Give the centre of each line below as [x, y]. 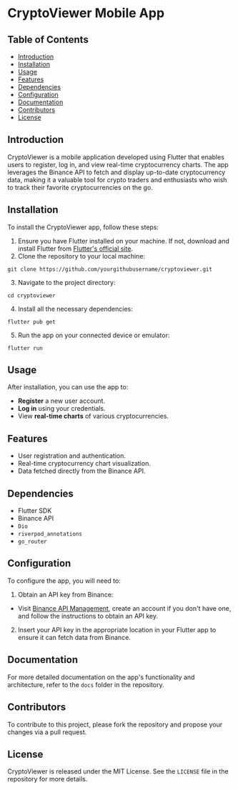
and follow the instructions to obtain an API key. [88, 616]
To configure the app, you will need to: [64, 581]
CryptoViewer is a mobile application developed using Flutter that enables [116, 157]
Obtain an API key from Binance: [65, 594]
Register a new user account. [61, 401]
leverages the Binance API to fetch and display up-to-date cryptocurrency [116, 172]
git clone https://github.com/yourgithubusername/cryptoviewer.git [110, 269]
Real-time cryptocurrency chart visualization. [84, 464]
